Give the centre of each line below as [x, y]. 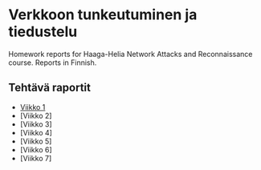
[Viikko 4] [36, 132]
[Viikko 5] [36, 141]
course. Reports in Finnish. [53, 63]
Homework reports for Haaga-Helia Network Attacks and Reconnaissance [130, 54]
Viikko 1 [33, 107]
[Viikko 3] [36, 124]
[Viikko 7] [36, 158]
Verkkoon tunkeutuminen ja [103, 15]
